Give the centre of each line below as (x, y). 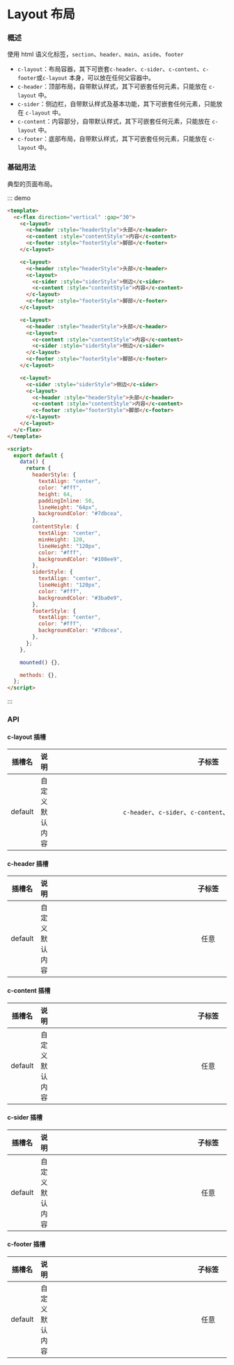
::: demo (19, 198)
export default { (39, 455)
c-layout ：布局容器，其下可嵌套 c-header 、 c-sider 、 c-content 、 (110, 69)
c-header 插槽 (28, 863)
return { (38, 468)
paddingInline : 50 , (67, 501)
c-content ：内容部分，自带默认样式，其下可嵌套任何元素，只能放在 (114, 121)
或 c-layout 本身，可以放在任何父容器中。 (95, 78)
